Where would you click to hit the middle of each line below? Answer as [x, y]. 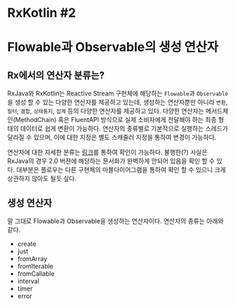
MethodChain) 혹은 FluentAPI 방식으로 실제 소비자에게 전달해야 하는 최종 [116, 120]
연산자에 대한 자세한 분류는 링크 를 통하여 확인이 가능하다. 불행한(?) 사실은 [108, 152]
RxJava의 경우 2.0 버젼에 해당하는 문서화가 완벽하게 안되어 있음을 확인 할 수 [111, 161]
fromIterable [35, 266]
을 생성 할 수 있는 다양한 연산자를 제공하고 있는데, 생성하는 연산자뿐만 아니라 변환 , [117, 102]
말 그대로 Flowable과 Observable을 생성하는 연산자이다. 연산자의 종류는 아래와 [115, 221]
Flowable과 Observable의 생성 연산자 [113, 47]
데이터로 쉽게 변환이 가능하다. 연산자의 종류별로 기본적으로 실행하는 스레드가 [124, 128]
